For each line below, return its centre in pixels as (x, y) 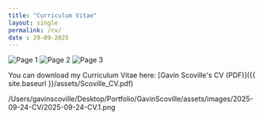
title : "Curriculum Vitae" (53, 15)
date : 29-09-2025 (38, 37)
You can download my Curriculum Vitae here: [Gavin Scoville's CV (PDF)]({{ (132, 75)
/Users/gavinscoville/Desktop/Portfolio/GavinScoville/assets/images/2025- (131, 99)
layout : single (33, 23)
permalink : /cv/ (35, 30)
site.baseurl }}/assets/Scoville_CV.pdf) (71, 84)
